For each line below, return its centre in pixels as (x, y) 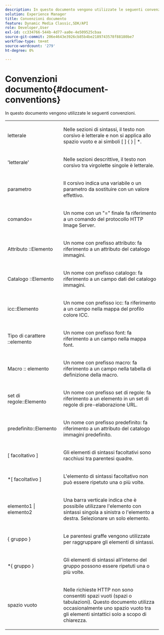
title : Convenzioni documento (36, 19)
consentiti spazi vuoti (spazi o (98, 596)
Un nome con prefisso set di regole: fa (107, 393)
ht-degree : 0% (20, 50)
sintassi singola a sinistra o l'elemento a (109, 512)
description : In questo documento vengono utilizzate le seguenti (74, 10)
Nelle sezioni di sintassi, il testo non (104, 129)
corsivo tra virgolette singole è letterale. (109, 166)
